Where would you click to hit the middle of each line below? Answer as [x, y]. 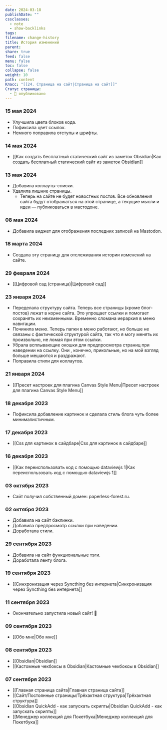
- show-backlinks [28, 29]
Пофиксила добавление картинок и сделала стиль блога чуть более [85, 414]
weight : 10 [16, 75]
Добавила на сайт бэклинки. [43, 520]
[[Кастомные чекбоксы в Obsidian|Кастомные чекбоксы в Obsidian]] [85, 666]
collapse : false [22, 71]
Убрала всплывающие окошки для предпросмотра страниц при [81, 345]
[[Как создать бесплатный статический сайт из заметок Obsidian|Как [87, 156]
